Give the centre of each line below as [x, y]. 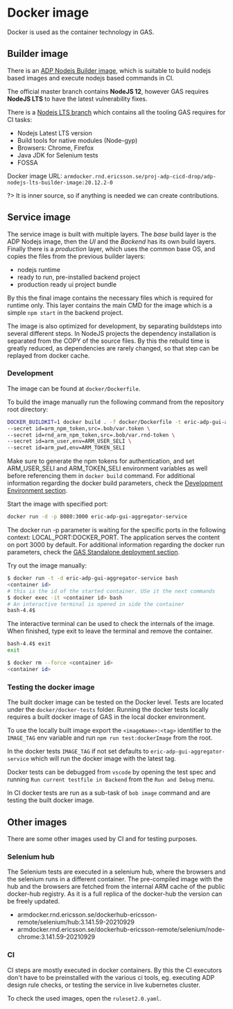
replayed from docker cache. [49, 355]
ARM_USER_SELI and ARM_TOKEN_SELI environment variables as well [107, 468]
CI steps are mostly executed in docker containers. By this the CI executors [114, 970]
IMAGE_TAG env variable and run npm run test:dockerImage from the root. [110, 738]
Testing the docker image [51, 687]
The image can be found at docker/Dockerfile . [74, 388]
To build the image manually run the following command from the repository [115, 402]
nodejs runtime [39, 269]
